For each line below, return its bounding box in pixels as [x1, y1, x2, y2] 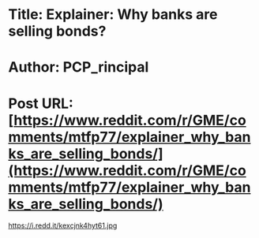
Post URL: [8, 95, 73, 112]
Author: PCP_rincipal [8, 58, 149, 76]
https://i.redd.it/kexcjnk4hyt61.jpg [8, 221, 118, 230]
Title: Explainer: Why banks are [8, 6, 218, 24]
